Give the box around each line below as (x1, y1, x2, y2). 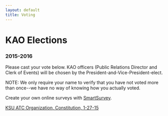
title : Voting (5, 12, 36, 17)
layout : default (5, 7, 40, 13)
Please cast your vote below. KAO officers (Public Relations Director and (5, 64, 157, 70)
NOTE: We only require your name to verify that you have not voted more (5, 79, 159, 85)
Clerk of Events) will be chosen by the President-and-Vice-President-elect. (5, 69, 163, 76)
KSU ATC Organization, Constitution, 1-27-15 (5, 104, 99, 110)
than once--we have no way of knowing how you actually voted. (5, 85, 140, 91)
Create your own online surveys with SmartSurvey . (5, 95, 112, 101)
